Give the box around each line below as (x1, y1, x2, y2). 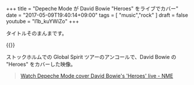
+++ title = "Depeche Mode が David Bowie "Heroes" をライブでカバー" (6, 5, 179, 12)
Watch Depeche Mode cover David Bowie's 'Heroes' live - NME (20, 72, 174, 79)
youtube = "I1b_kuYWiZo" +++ (6, 18, 79, 24)
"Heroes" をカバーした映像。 (6, 61, 76, 68)
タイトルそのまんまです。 (6, 30, 67, 37)
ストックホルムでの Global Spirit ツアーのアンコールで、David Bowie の (6, 54, 176, 60)
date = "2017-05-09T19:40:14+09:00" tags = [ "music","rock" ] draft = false (6, 12, 188, 19)
